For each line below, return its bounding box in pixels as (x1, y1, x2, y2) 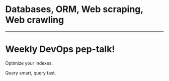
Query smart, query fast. (5, 69, 56, 76)
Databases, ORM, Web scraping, (5, 4, 143, 15)
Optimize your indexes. (5, 60, 53, 66)
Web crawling (5, 14, 64, 26)
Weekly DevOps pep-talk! (5, 44, 115, 55)
